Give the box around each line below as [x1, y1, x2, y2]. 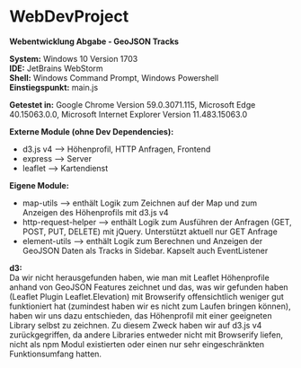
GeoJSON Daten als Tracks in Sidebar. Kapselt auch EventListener [22, 245, 269, 256]
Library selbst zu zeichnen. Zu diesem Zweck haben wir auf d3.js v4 [9, 320, 262, 330]
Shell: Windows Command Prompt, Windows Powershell [9, 72, 219, 83]
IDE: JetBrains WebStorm [9, 63, 103, 74]
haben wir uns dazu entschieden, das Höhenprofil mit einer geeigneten [9, 310, 272, 320]
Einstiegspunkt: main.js [9, 82, 99, 92]
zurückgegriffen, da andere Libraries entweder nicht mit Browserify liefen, [9, 329, 284, 340]
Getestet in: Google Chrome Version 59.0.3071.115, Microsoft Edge [9, 99, 256, 110]
